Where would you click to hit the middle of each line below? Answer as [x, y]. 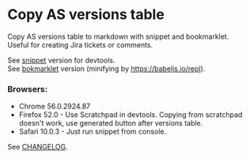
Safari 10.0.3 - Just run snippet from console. [93, 131]
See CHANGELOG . [38, 147]
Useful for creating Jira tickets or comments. [80, 44]
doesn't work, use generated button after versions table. [111, 123]
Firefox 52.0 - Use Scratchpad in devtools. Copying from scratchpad [131, 115]
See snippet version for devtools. [61, 60]
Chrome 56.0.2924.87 [55, 106]
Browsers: [28, 89]
